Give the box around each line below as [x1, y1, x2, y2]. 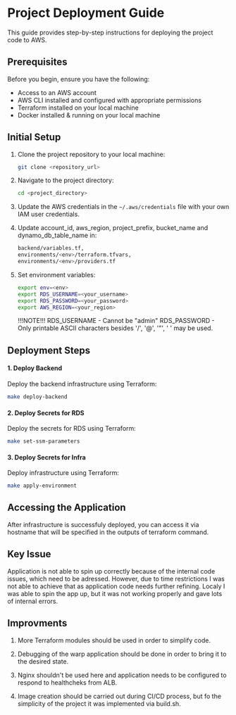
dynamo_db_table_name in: [17, 231, 97, 240]
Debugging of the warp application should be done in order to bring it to [17, 650, 227, 658]
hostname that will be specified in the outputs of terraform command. [7, 528, 209, 536]
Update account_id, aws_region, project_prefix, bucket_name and [17, 224, 209, 232]
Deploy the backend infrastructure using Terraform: [7, 380, 157, 388]
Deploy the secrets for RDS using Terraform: [7, 424, 136, 433]
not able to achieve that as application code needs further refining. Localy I [7, 582, 225, 590]
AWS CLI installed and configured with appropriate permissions [17, 96, 202, 104]
